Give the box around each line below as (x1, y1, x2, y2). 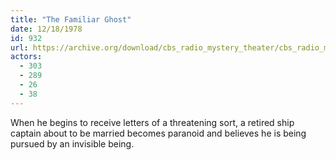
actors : (10, 52, 43, 62)
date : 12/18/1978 (10, 24, 83, 34)
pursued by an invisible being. (10, 137, 135, 150)
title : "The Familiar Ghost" (10, 14, 132, 25)
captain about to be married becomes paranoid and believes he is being (10, 127, 307, 139)
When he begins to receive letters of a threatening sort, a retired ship (10, 116, 295, 128)
